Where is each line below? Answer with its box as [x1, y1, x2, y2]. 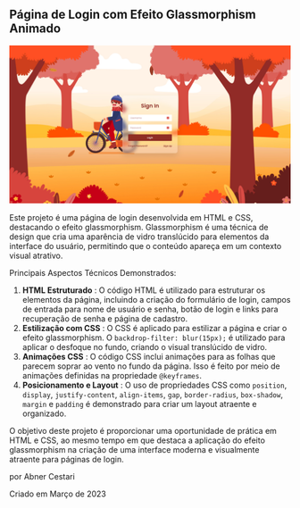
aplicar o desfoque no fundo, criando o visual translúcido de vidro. [21, 342, 268, 353]
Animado [9, 21, 61, 37]
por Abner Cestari [9, 471, 76, 482]
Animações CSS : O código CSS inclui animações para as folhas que [21, 352, 276, 362]
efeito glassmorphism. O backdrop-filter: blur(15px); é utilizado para [21, 332, 286, 343]
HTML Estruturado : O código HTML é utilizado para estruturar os [21, 285, 266, 296]
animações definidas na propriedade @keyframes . [21, 371, 203, 381]
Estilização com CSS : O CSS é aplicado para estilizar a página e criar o [21, 323, 287, 334]
